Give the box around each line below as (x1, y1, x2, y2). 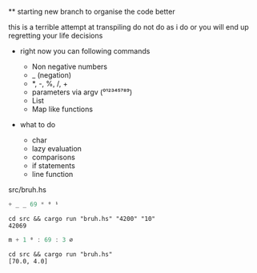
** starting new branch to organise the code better (8, 7, 175, 16)
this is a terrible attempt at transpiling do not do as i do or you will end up (8, 22, 250, 31)
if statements (31, 161, 76, 171)
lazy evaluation (31, 144, 82, 153)
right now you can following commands (19, 46, 151, 55)
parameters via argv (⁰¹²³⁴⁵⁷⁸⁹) (31, 87, 133, 97)
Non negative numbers (31, 62, 108, 71)
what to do (19, 120, 56, 129)
